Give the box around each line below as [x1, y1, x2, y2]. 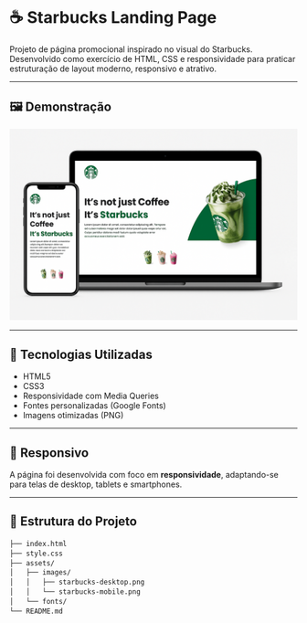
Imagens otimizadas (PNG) [22, 410, 124, 421]
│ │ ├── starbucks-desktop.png [9, 577, 145, 587]
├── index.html [9, 539, 68, 548]
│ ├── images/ [9, 568, 71, 577]
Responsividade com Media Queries [22, 390, 160, 402]
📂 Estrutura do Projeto [9, 513, 137, 530]
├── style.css [9, 549, 64, 558]
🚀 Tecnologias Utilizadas [9, 346, 153, 362]
